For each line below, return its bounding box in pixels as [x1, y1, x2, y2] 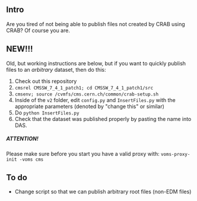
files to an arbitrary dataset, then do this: [6, 66, 106, 73]
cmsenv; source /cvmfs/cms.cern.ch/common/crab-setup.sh [14, 91, 159, 97]
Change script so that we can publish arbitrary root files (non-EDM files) [14, 188, 192, 195]
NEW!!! [6, 44, 33, 54]
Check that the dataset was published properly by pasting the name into [14, 115, 192, 122]
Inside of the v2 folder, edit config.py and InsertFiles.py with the [14, 96, 176, 103]
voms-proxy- [160, 151, 190, 157]
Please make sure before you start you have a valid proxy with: [6, 150, 160, 157]
